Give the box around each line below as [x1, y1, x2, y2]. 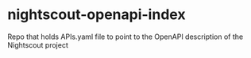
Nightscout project [7, 40, 68, 49]
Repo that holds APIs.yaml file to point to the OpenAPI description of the [7, 32, 244, 41]
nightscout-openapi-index [7, 6, 186, 24]
